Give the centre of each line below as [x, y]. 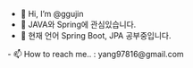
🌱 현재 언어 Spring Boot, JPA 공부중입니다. [96, 35]
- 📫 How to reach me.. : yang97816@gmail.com [96, 54]
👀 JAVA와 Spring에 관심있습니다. [78, 24]
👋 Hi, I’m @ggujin [52, 14]
